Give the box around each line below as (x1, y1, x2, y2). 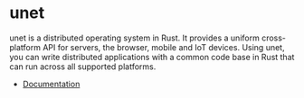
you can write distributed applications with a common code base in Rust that (9, 51, 295, 62)
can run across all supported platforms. (9, 61, 157, 72)
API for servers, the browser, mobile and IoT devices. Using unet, (42, 41, 285, 52)
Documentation (22, 78, 81, 89)
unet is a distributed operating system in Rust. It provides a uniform (9, 32, 260, 43)
